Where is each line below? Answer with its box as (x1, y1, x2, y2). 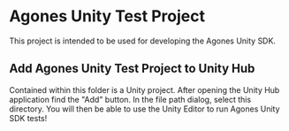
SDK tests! (9, 112, 48, 123)
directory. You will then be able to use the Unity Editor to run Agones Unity (9, 104, 280, 114)
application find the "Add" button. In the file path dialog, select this (9, 94, 252, 104)
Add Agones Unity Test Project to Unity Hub (9, 61, 255, 76)
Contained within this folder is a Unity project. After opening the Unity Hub (9, 84, 280, 95)
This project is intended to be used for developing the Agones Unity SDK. (9, 35, 277, 46)
